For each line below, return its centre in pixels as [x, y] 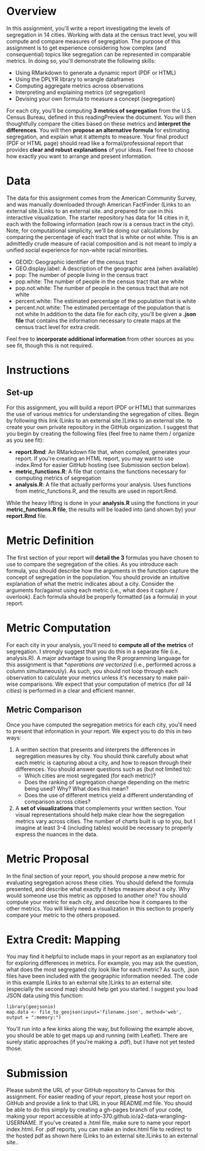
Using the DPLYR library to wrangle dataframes [75, 79]
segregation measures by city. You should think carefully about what [102, 756]
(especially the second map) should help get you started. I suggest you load [102, 989]
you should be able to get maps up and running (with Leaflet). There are [97, 1035]
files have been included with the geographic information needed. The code [102, 976]
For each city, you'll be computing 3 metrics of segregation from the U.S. [99, 110]
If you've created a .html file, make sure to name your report [115, 1123]
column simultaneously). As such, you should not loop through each [92, 671]
